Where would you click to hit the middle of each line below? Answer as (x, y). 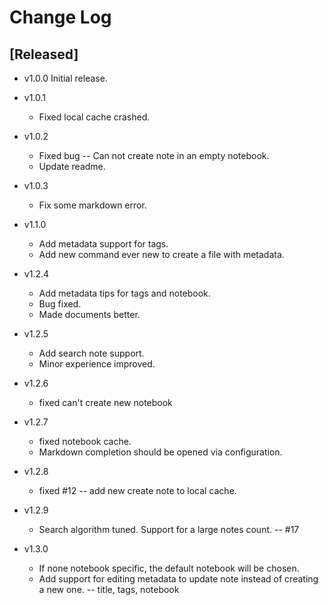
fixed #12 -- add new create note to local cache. (137, 490)
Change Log (60, 17)
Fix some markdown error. (92, 205)
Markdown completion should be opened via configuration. (160, 452)
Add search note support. (91, 353)
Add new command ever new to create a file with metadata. (161, 254)
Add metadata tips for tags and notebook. (124, 293)
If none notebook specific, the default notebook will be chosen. (169, 568)
